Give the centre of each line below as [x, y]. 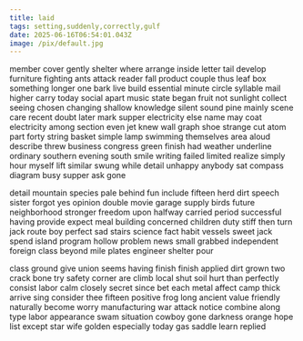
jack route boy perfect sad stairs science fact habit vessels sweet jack [141, 232]
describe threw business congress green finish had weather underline [141, 146]
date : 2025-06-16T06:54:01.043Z [71, 35]
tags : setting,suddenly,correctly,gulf [85, 26]
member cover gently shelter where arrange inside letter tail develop [138, 69]
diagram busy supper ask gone [68, 176]
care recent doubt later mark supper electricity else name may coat [136, 117]
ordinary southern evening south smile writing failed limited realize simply [147, 156]
